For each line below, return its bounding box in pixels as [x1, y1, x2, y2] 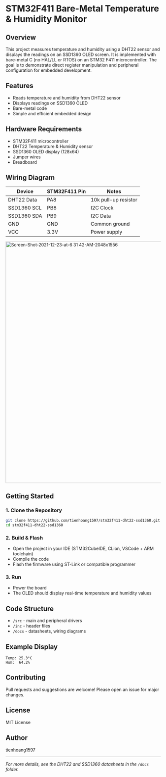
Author [5, 733, 28, 742]
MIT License [5, 719, 31, 725]
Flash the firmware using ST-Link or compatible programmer [12, 561, 136, 567]
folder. [5, 766, 19, 772]
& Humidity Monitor [5, 13, 87, 25]
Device [17, 188, 33, 195]
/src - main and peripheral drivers [12, 618, 82, 624]
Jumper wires [12, 154, 41, 160]
